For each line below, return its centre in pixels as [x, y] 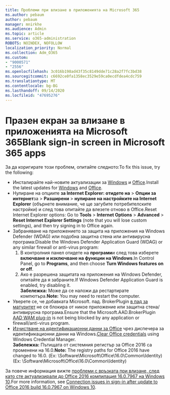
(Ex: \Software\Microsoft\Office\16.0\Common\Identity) [70, 361]
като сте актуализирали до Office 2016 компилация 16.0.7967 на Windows [85, 376]
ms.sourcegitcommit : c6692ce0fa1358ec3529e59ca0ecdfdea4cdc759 [74, 76]
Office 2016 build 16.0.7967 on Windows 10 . [51, 387]
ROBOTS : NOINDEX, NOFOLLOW [34, 43]
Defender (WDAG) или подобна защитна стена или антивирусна [81, 236]
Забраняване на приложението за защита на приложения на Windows [89, 231]
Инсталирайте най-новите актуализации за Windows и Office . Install [86, 182]
